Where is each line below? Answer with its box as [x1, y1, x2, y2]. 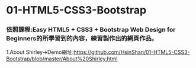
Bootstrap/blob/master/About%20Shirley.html [6, 55, 118, 62]
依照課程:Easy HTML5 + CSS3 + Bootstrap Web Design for [6, 26, 176, 34]
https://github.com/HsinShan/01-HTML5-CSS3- [73, 49, 191, 56]
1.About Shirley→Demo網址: [6, 49, 74, 56]
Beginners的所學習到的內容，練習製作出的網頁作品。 [6, 35, 158, 43]
